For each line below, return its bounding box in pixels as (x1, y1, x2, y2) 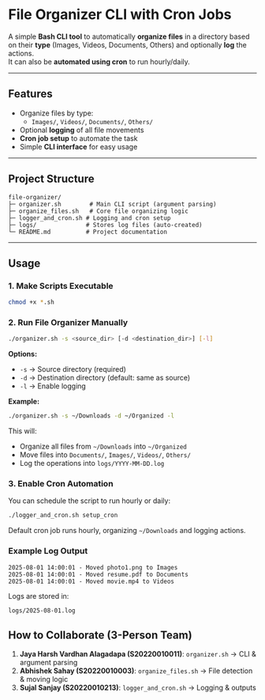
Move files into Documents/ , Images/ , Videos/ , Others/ (19, 450, 192, 460)
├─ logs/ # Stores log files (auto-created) (8, 221, 203, 229)
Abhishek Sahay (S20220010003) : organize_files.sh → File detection (19, 666, 253, 675)
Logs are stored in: (8, 591, 69, 600)
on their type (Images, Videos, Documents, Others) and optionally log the (8, 40, 247, 49)
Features (8, 87, 53, 100)
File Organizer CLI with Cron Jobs (8, 6, 232, 24)
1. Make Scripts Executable (8, 280, 114, 291)
